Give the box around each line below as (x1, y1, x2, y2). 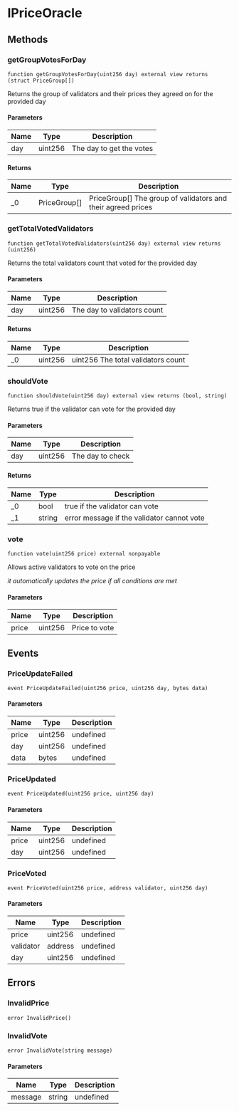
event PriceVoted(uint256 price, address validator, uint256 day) (7, 885, 208, 892)
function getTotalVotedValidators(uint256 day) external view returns (7, 240, 221, 247)
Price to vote (71, 623, 115, 633)
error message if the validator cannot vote (64, 513, 205, 523)
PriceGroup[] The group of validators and (88, 194, 228, 204)
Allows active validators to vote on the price (7, 563, 136, 571)
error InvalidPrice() (7, 1014, 72, 1021)
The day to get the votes (71, 144, 154, 154)
